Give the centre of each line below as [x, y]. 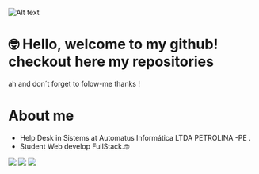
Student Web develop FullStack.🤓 [74, 146]
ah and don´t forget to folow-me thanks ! [74, 83]
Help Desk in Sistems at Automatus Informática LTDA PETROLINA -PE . [135, 137]
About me [41, 116]
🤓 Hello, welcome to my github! [113, 44]
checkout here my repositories [111, 62]
